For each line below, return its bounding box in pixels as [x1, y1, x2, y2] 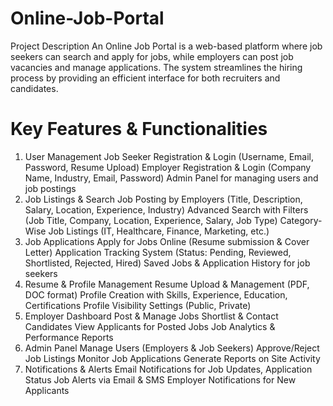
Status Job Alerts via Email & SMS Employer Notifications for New [24, 373, 297, 386]
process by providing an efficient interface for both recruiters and [10, 72, 281, 84]
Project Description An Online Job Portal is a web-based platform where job [10, 40, 323, 52]
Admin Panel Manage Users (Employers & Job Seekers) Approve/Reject [24, 342, 320, 354]
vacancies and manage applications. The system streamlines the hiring [10, 61, 303, 73]
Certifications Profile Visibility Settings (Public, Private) [24, 299, 252, 311]
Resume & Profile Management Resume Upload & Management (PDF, [24, 278, 310, 290]
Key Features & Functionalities [10, 118, 268, 141]
